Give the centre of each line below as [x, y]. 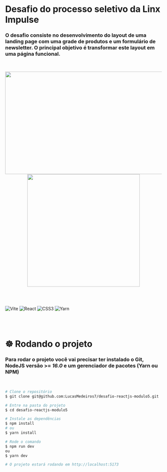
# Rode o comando [23, 442]
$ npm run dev [20, 446]
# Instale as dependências [33, 419]
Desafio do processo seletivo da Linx [83, 9]
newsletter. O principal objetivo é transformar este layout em [80, 48]
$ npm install [20, 424]
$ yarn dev [16, 456]
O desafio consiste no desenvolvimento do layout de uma [76, 35]
